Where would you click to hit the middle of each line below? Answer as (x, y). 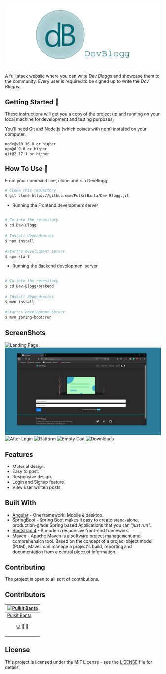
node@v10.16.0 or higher (31, 144)
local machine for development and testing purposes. (60, 119)
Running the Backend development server (55, 266)
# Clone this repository (31, 190)
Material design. (29, 467)
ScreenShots (25, 333)
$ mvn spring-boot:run (28, 318)
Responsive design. (32, 477)
